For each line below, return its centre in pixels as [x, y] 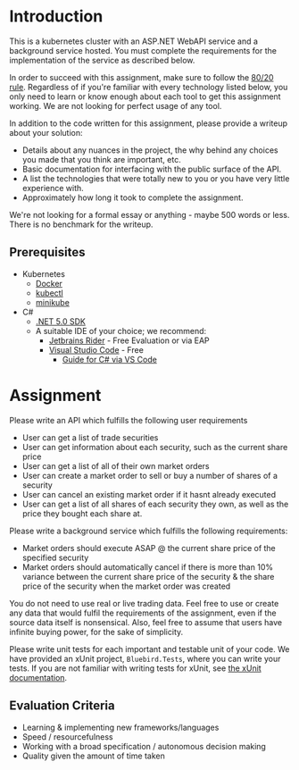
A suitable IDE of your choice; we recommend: [121, 331]
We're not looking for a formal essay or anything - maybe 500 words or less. [149, 214]
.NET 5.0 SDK [61, 321]
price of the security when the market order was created [126, 586]
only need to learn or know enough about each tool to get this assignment [145, 96]
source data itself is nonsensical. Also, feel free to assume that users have [146, 622]
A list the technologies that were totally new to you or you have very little [156, 178]
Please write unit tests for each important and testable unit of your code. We [149, 649]
